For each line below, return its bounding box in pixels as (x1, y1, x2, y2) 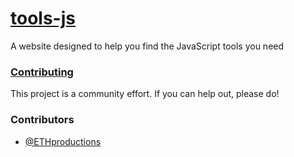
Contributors (10, 113, 75, 127)
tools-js (10, 7, 76, 30)
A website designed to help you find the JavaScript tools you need (10, 40, 285, 52)
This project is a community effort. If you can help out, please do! (10, 88, 280, 100)
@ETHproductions (24, 135, 102, 147)
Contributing (10, 65, 74, 79)
